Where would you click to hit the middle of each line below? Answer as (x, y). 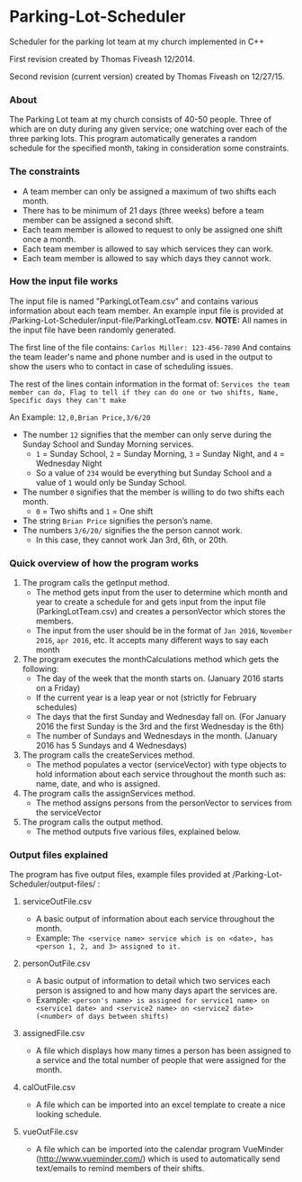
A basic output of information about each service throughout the (155, 919)
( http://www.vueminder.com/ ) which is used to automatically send (158, 1159)
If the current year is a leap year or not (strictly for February (146, 698)
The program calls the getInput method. (96, 583)
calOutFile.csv (49, 1087)
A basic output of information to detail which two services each (153, 981)
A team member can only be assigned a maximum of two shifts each (149, 191)
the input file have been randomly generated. (93, 330)
